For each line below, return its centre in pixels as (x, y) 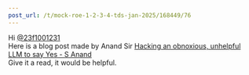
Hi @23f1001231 (34, 37)
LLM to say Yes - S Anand (50, 54)
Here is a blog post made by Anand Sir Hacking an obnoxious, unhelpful (124, 46)
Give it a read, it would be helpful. (62, 62)
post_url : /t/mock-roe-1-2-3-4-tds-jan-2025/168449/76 (100, 15)
